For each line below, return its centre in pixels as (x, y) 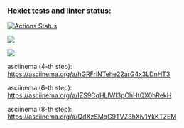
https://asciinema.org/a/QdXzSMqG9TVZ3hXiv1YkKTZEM (92, 117)
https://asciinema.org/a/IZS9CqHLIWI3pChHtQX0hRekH (90, 95)
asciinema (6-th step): (40, 88)
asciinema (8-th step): (40, 110)
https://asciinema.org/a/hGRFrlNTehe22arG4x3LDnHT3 (89, 74)
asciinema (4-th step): (40, 67)
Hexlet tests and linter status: (59, 11)
